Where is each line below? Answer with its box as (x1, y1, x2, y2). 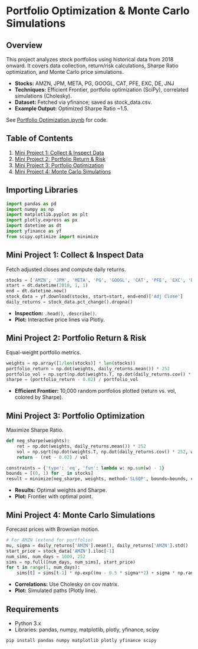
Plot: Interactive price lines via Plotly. (14, 316, 105, 323)
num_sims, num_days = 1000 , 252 (6, 553, 85, 559)
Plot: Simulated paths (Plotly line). (14, 587, 97, 594)
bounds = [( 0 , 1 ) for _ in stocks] (6, 471, 94, 477)
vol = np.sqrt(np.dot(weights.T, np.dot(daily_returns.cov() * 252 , (16, 449, 189, 455)
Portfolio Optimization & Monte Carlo (6, 4, 190, 18)
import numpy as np (6, 206, 54, 212)
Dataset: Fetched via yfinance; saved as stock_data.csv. (14, 99, 152, 106)
